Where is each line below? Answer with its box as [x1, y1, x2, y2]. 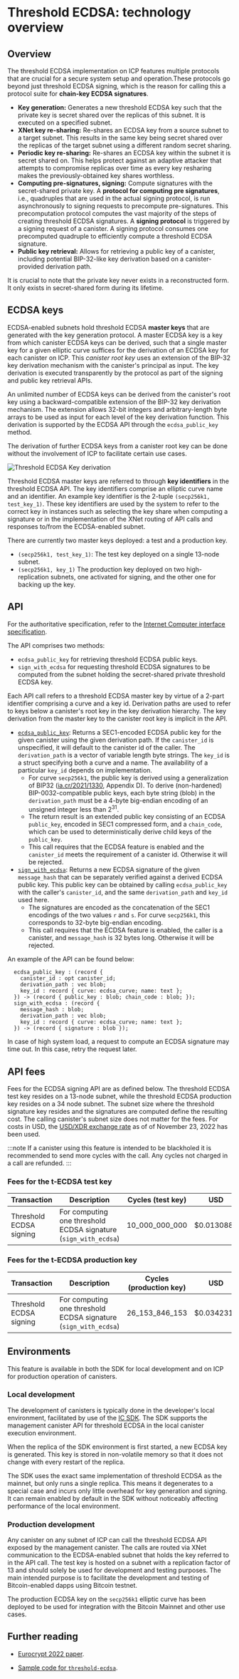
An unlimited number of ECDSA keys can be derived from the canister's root [7, 390, 231, 398]
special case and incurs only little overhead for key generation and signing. [7, 1487, 228, 1495]
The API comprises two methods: [7, 641, 105, 649]
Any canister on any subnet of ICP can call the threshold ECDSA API [7, 1536, 207, 1544]
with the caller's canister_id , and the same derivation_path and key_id [17, 888, 228, 897]
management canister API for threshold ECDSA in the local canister [7, 1421, 204, 1430]
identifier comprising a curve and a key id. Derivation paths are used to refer [7, 699, 231, 708]
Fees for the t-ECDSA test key [7, 1177, 112, 1187]
